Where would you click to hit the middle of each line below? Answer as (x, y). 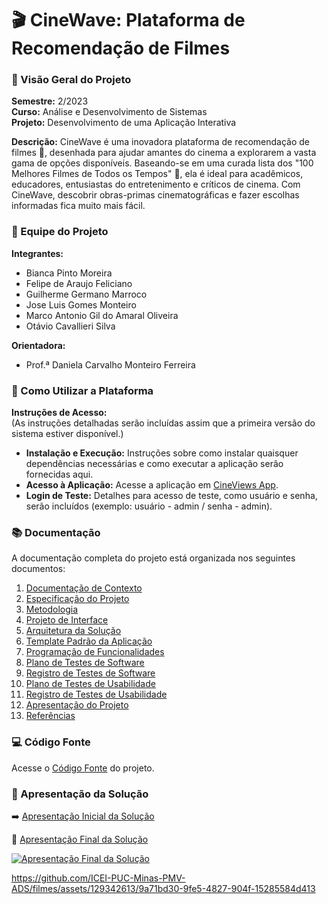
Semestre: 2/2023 (50, 101)
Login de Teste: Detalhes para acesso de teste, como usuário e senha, (171, 496)
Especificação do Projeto (77, 599)
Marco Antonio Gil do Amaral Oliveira (102, 315)
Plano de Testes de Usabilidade (90, 684)
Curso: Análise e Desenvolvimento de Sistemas (109, 112)
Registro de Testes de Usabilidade (96, 694)
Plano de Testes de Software (85, 663)
